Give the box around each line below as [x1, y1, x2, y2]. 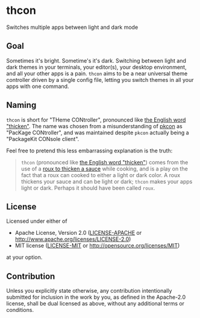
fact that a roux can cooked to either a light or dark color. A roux [20, 171, 181, 178]
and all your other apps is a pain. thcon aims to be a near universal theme [6, 70, 188, 77]
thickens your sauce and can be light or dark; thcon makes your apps [20, 178, 193, 185]
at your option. [6, 254, 43, 261]
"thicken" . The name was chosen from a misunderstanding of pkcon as [6, 122, 183, 129]
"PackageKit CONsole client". [6, 135, 80, 142]
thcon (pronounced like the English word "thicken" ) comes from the [20, 158, 189, 166]
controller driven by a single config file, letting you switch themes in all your [6, 76, 194, 83]
